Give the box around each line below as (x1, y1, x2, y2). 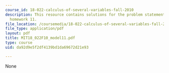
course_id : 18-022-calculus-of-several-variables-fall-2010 (5, 7, 134, 13)
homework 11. (10, 17, 37, 22)
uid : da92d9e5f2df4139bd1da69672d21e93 (5, 45, 89, 50)
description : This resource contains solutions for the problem (5, 12, 143, 17)
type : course (5, 40, 33, 45)
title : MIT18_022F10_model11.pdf (5, 36, 75, 41)
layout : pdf (5, 31, 30, 36)
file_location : (5, 21, 37, 27)
